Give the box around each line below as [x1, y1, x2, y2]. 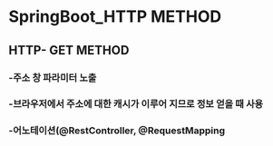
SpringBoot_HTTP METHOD [8, 6, 222, 27]
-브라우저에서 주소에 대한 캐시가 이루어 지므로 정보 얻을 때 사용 [8, 98, 264, 111]
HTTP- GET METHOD [8, 43, 130, 58]
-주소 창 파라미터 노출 [8, 71, 97, 83]
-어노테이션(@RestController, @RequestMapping [8, 124, 226, 137]
